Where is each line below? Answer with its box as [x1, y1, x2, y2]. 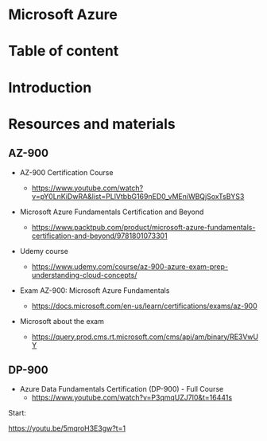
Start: [8, 408, 26, 418]
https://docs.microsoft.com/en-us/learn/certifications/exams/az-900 [31, 301, 258, 310]
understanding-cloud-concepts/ [31, 270, 137, 279]
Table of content [8, 42, 119, 60]
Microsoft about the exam [19, 316, 105, 326]
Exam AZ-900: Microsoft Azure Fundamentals [19, 285, 170, 295]
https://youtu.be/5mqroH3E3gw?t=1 [8, 423, 126, 433]
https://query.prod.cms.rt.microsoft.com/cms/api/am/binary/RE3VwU [31, 332, 259, 341]
